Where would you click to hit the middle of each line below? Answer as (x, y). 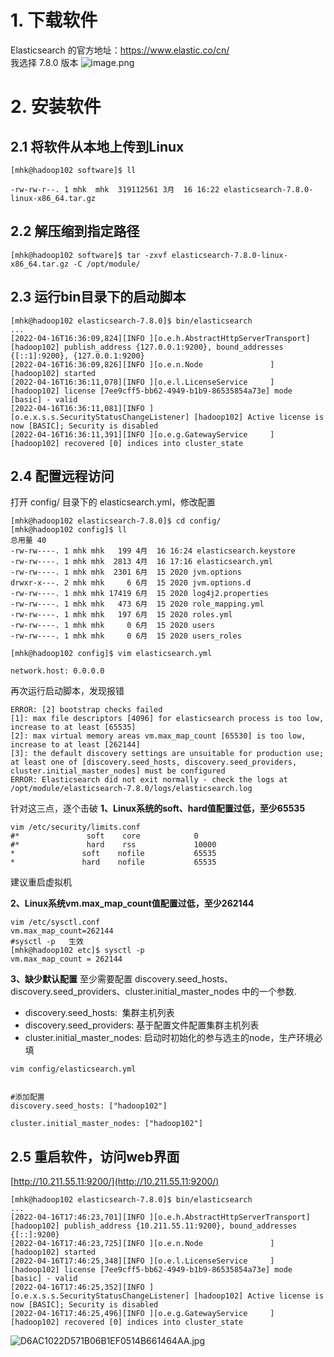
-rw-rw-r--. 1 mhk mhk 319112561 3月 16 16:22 (115, 189)
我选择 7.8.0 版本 (44, 62)
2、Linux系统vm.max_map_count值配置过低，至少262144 (132, 903)
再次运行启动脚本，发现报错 (67, 691)
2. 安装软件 (56, 107)
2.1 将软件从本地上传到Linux (97, 146)
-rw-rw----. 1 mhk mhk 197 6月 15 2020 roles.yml (121, 615)
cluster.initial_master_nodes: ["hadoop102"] (106, 1124)
